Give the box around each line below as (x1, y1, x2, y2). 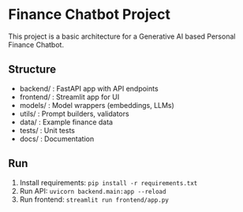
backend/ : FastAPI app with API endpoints (19, 84, 159, 93)
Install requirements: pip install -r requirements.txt (19, 177, 198, 187)
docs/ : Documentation (19, 134, 95, 143)
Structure (8, 63, 57, 76)
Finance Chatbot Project (8, 6, 171, 24)
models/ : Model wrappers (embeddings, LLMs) (19, 100, 175, 110)
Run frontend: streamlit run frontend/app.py (19, 195, 170, 204)
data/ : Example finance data (19, 117, 113, 127)
